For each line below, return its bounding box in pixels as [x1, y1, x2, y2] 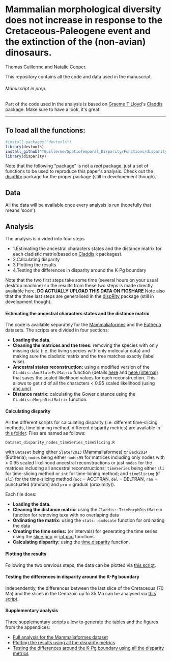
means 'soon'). [5, 207, 37, 213]
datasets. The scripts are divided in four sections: [5, 327, 109, 333]
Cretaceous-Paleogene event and [5, 25, 151, 37]
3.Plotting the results [12, 262, 56, 268]
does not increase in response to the [5, 14, 163, 26]
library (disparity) [5, 154, 47, 159]
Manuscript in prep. [5, 85, 47, 91]
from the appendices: [5, 624, 50, 630]
